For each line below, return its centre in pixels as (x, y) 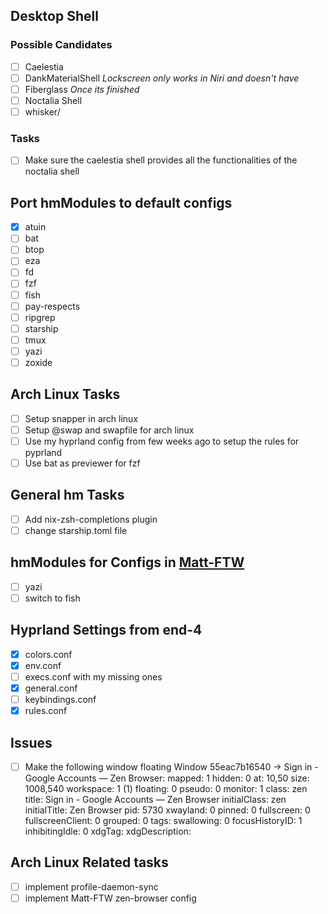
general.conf (51, 688)
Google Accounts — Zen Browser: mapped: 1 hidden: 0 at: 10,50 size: (167, 778)
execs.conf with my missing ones (93, 676)
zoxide (38, 362)
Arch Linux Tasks (65, 394)
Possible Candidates (61, 45)
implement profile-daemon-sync (91, 886)
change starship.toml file (76, 530)
